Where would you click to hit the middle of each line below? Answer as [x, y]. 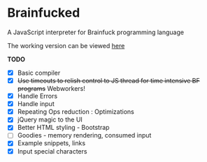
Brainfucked [44, 13]
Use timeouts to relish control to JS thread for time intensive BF [109, 81]
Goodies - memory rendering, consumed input [84, 135]
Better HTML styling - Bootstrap [63, 128]
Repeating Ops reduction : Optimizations [76, 112]
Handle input [36, 104]
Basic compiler [39, 73]
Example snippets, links [51, 143]
